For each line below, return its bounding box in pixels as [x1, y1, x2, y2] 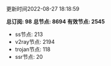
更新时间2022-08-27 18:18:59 [6, 5, 80, 12]
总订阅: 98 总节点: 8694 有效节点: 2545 [6, 18, 105, 25]
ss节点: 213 [14, 31, 43, 38]
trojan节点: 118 [14, 46, 51, 53]
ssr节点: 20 [14, 53, 43, 60]
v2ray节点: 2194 [14, 38, 55, 45]
